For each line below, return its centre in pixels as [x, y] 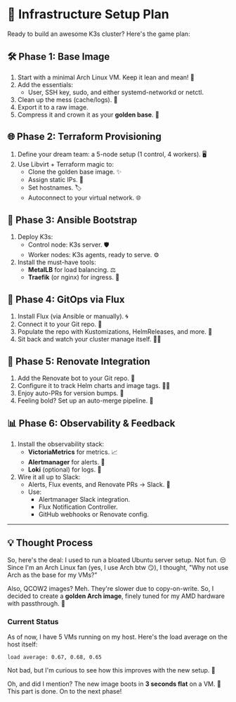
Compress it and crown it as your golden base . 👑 [88, 115]
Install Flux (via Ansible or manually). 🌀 [73, 316]
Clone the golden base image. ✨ [75, 171]
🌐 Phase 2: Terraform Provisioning [84, 137]
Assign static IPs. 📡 [56, 179]
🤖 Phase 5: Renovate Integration [79, 361]
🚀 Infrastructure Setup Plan [88, 14]
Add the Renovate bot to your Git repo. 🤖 [76, 378]
